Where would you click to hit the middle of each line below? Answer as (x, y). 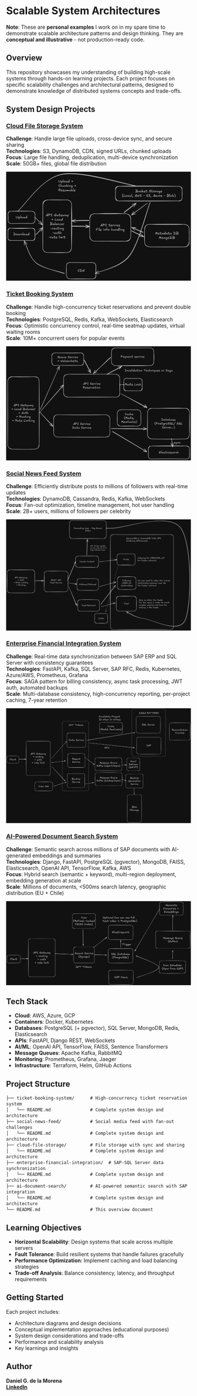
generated (18, 856)
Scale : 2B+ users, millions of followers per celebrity (69, 511)
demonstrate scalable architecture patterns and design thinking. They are (95, 33)
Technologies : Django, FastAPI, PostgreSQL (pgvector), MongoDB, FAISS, (96, 861)
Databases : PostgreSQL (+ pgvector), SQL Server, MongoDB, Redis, (97, 1028)
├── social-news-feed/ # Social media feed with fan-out (90, 1122)
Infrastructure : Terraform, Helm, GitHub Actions (73, 1066)
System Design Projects (51, 109)
